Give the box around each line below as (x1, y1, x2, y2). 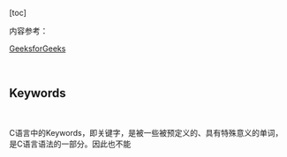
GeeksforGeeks (9, 43, 66, 54)
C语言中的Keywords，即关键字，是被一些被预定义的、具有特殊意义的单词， (9, 127, 283, 138)
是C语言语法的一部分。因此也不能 (9, 138, 132, 149)
